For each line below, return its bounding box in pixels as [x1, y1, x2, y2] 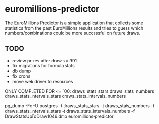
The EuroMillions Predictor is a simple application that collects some [5, 20, 144, 26]
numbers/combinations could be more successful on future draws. [5, 30, 141, 36]
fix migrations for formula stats [12, 62, 75, 68]
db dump [12, 68, 31, 74]
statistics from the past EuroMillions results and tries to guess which [5, 25, 144, 31]
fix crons [12, 73, 31, 79]
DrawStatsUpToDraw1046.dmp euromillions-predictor [5, 113, 114, 119]
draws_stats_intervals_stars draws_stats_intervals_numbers [5, 93, 126, 99]
